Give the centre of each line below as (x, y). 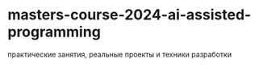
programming (54, 32)
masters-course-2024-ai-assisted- (129, 15)
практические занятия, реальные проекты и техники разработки (119, 54)
